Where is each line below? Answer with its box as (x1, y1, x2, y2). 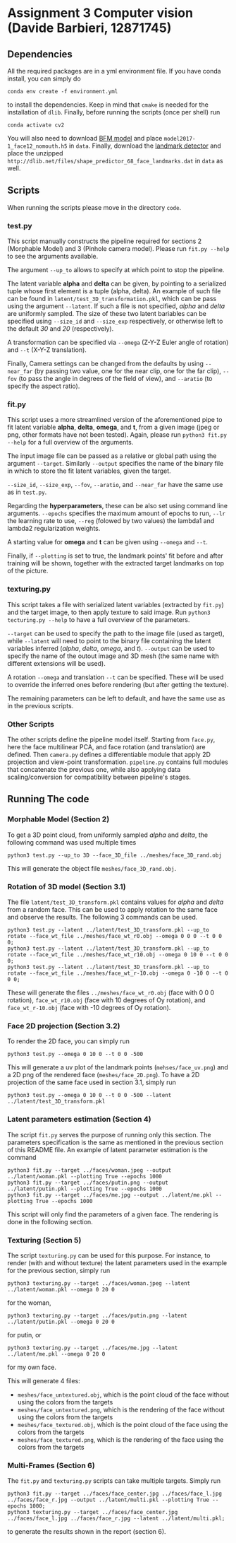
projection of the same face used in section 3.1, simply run (7, 1078, 176, 1086)
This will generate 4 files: (7, 1376, 80, 1385)
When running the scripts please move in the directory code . (7, 203, 182, 211)
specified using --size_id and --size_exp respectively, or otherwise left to (7, 317, 223, 326)
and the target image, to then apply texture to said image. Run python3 (7, 608, 211, 616)
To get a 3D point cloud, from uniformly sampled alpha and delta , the (7, 831, 209, 839)
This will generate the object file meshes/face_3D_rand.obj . (7, 864, 177, 872)
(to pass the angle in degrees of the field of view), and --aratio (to (18, 375, 213, 383)
